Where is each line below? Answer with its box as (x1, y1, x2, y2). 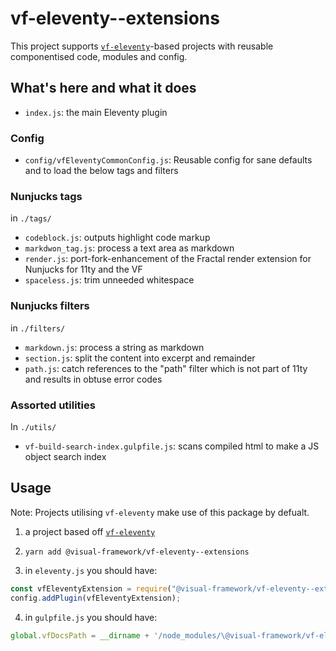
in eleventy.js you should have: (24, 564, 158, 576)
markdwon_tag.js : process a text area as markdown (24, 242, 235, 254)
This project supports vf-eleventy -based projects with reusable (10, 40, 274, 52)
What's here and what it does (10, 80, 197, 97)
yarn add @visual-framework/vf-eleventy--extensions (24, 547, 250, 557)
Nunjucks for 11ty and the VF (24, 263, 143, 276)
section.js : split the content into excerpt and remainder (24, 352, 256, 364)
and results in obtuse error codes (24, 373, 163, 385)
